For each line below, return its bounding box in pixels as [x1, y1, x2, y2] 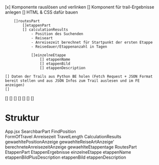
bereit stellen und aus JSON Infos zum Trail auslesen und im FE [5, 78, 140, 83]
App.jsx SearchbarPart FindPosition [5, 128, 76, 134]
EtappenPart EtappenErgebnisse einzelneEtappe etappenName [5, 149, 131, 155]
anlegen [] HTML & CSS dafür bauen [5, 9, 79, 15]
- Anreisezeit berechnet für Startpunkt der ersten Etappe [31, 40, 153, 45]
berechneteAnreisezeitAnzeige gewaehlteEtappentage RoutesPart [5, 144, 137, 150]
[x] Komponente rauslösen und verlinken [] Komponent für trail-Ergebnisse [5, 4, 154, 10]
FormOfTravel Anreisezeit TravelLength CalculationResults [5, 133, 122, 139]
